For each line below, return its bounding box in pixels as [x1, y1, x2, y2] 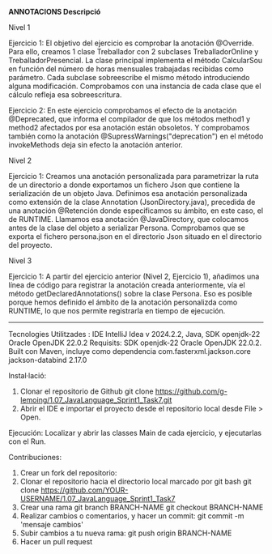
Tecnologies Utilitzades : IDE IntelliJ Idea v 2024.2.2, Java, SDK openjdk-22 [8, 330, 261, 339]
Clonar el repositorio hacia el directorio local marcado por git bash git [19, 477, 253, 486]
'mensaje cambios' [19, 520, 83, 529]
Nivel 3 [8, 256, 32, 266]
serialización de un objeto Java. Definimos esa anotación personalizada [8, 189, 248, 198]
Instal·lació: [8, 371, 47, 380]
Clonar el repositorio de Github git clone [19, 386, 154, 396]
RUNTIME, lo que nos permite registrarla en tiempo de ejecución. [8, 306, 226, 315]
